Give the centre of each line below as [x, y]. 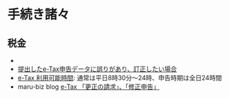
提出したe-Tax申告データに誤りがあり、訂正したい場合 [97, 69]
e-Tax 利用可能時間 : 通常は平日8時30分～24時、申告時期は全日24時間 [119, 78]
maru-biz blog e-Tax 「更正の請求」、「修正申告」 [88, 87]
